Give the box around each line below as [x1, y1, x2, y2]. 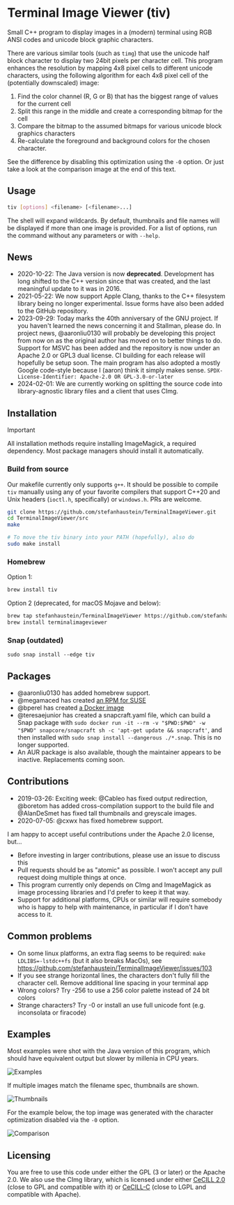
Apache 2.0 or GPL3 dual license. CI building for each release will [17, 351, 205, 360]
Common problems [7, 930, 93, 943]
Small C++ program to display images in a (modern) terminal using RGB [7, 28, 212, 36]
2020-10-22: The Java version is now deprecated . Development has [17, 270, 214, 278]
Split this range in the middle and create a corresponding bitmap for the [17, 107, 223, 115]
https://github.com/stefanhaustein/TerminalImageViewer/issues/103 [17, 964, 212, 972]
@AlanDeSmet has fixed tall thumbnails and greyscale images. [17, 809, 197, 817]
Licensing [7, 1149, 51, 1161]
